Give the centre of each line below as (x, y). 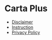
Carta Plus (26, 9)
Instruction (22, 27)
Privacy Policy (26, 32)
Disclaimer (22, 22)
